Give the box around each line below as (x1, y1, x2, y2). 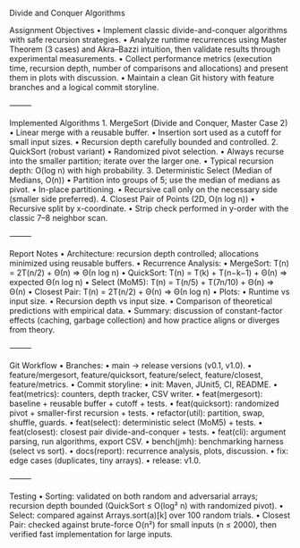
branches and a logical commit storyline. (9, 82, 159, 92)
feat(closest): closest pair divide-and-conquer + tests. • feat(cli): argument (9, 426, 287, 437)
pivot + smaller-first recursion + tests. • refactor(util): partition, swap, (9, 408, 265, 418)
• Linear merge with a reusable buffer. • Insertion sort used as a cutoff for (9, 127, 282, 138)
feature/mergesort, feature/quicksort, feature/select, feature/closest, (9, 370, 263, 380)
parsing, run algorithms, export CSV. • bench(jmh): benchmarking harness (9, 436, 284, 446)
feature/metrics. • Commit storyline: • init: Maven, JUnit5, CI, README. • (9, 379, 279, 390)
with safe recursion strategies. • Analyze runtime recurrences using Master (9, 35, 287, 45)
